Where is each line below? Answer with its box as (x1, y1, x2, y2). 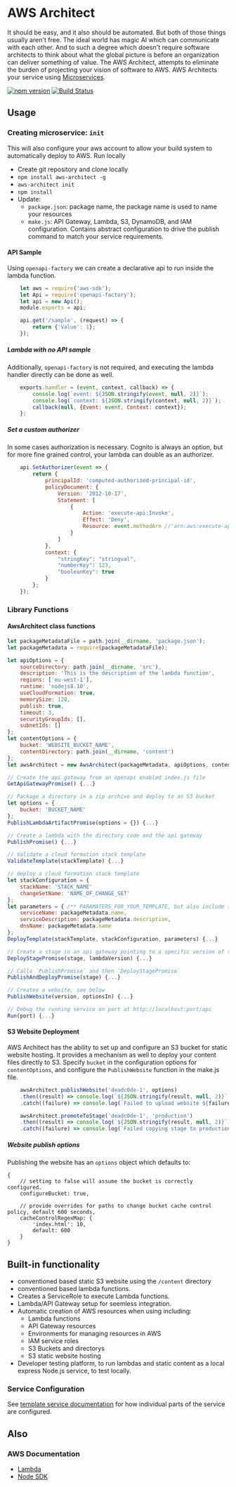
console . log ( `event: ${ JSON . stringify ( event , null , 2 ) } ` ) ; (32, 390, 209, 397)
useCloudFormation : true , (20, 689, 96, 696)
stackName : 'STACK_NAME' (20, 883, 93, 890)
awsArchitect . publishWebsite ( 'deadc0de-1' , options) (20, 1086, 178, 1093)
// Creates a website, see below (7, 986, 105, 994)
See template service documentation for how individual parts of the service (7, 1400, 225, 1408)
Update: (17, 194, 41, 203)
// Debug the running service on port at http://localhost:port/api (7, 1006, 212, 1013)
